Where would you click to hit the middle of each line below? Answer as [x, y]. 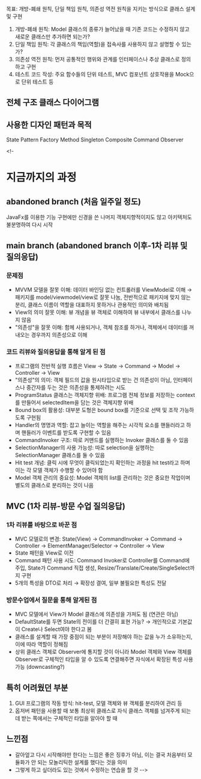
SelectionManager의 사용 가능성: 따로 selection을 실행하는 [85, 448]
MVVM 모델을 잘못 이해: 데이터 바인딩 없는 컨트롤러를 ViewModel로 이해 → [103, 289]
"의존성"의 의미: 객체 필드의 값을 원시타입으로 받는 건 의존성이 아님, [93, 380]
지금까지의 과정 [41, 178]
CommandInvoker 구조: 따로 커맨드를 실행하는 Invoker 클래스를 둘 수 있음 [102, 440]
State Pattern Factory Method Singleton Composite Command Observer [95, 140]
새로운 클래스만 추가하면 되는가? [52, 37]
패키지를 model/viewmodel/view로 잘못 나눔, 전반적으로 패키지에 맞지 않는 [103, 297]
